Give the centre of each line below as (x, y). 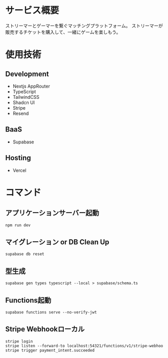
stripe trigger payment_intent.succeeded (50, 350)
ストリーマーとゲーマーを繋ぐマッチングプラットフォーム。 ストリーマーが (84, 26)
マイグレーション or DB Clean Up (57, 242)
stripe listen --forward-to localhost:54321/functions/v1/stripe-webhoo (84, 346)
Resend (21, 113)
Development (27, 74)
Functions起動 (28, 300)
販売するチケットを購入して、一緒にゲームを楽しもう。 (63, 32)
